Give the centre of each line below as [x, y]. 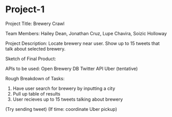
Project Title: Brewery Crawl [35, 24]
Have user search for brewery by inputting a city [64, 88]
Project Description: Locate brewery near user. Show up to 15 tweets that [83, 43]
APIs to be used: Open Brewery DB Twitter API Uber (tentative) [72, 68]
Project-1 [25, 9]
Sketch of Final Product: [31, 58]
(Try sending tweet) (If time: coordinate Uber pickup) [61, 109]
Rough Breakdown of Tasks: [35, 78]
